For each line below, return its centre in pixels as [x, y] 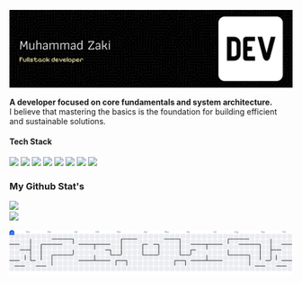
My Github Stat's [47, 186]
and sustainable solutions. [58, 121]
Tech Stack [31, 141]
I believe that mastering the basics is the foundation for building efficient [143, 111]
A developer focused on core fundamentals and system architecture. [141, 102]
